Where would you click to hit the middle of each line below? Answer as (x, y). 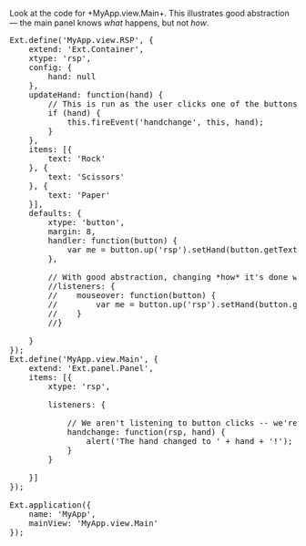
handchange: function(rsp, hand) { (146, 432)
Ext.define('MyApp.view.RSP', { (82, 40)
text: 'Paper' (79, 195)
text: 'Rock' (77, 159)
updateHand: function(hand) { (96, 95)
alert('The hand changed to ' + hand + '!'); (189, 441)
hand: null (72, 77)
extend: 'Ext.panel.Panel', (91, 368)
